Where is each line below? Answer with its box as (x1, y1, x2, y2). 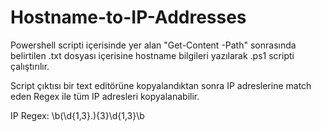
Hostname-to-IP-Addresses (10, 6, 247, 29)
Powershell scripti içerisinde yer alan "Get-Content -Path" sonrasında (10, 39, 297, 51)
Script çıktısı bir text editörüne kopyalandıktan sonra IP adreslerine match (10, 79, 312, 91)
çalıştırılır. (10, 60, 50, 72)
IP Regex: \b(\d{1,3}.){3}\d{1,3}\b (10, 109, 145, 121)
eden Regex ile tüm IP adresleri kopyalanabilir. (10, 90, 200, 102)
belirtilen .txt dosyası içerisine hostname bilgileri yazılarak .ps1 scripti (10, 49, 295, 61)
